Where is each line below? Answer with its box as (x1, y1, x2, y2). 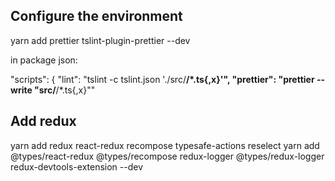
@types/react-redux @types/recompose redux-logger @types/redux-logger (10, 150, 325, 162)
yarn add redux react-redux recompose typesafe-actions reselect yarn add (10, 139, 320, 151)
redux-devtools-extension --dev (10, 160, 144, 173)
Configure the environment (10, 8, 183, 25)
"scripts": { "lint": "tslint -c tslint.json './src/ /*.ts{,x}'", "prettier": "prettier (10, 73, 315, 85)
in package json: (10, 54, 78, 66)
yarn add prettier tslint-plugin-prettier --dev (10, 34, 191, 46)
